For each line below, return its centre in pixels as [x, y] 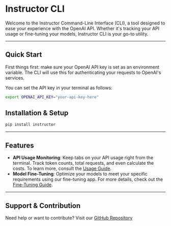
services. [15, 78]
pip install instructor [31, 125]
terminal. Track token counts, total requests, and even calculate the [83, 163]
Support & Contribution [43, 205]
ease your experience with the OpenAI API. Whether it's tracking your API [82, 28]
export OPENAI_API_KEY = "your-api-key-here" [52, 97]
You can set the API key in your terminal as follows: [59, 88]
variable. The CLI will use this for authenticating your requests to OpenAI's [83, 72]
